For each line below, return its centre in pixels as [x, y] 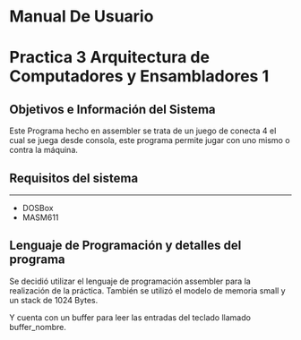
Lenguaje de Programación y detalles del [125, 246]
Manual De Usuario [82, 17]
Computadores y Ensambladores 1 [139, 76]
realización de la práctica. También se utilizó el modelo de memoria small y [147, 290]
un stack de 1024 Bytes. [54, 300]
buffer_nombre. [38, 327]
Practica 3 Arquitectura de [110, 58]
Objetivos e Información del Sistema [113, 109]
